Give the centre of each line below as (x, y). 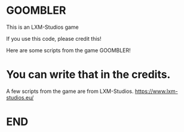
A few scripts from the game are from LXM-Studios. (70, 91)
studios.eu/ (20, 97)
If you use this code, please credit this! (54, 38)
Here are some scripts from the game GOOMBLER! (68, 50)
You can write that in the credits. (88, 75)
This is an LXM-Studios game (42, 27)
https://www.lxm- (156, 91)
